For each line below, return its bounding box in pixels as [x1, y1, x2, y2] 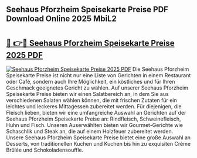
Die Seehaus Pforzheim [132, 66, 189, 73]
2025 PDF [6, 50, 43, 60]
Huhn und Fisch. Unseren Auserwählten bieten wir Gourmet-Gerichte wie [6, 122, 184, 128]
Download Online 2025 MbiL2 [6, 14, 117, 24]
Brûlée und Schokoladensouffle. [6, 146, 84, 153]
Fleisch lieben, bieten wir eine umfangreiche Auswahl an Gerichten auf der [6, 109, 186, 116]
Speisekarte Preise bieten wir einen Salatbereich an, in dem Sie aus [6, 91, 169, 97]
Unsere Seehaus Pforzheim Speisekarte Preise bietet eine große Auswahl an [6, 134, 191, 141]
